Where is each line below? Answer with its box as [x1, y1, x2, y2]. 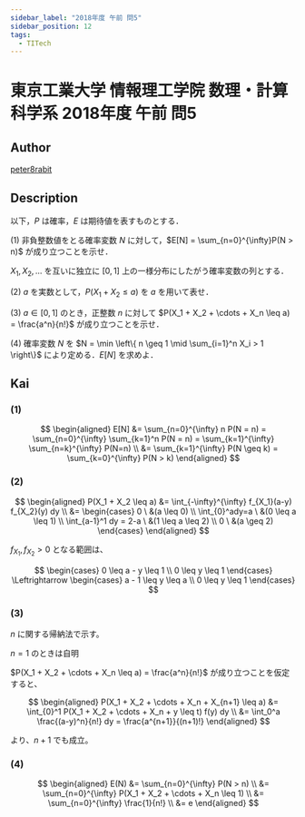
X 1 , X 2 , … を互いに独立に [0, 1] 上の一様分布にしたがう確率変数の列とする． [10, 265, 289, 278]
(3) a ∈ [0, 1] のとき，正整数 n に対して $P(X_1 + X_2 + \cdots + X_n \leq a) [10, 307, 290, 318]
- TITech [18, 38, 52, 48]
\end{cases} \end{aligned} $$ [97, 525, 210, 536]
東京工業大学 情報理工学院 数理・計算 [10, 81, 289, 101]
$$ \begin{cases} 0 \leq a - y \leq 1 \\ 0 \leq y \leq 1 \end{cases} [34, 565, 273, 576]
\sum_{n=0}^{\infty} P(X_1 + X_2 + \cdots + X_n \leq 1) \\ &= [42, 788, 265, 799]
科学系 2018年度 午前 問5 [10, 103, 198, 123]
